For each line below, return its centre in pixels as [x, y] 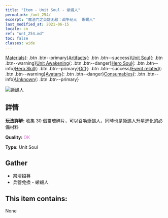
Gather [16, 163]
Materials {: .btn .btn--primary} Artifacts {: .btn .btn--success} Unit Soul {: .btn [84, 58]
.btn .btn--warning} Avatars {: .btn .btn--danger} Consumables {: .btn [75, 74]
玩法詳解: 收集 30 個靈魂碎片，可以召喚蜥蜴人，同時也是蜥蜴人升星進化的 [82, 121]
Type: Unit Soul [22, 147]
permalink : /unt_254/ [28, 15]
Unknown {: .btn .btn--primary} [47, 79]
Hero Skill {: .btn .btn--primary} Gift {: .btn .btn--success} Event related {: [89, 68]
